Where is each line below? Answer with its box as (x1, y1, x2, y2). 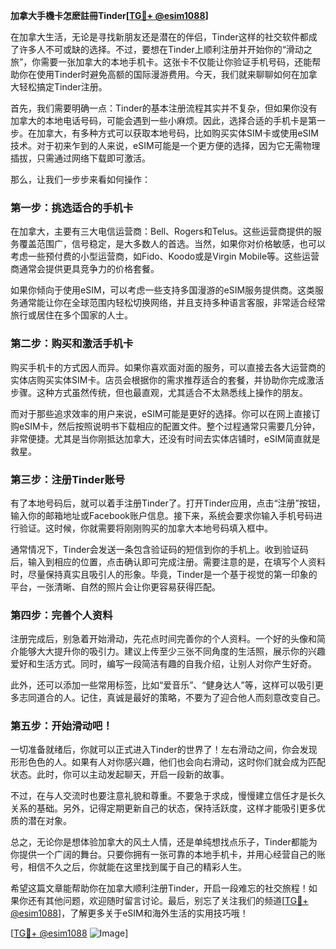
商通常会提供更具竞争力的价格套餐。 (10, 263, 160, 275)
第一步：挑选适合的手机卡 (10, 200, 134, 214)
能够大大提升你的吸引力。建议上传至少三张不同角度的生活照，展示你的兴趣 (18, 645, 326, 658)
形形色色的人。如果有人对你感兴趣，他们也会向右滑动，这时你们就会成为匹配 (10, 756, 326, 768)
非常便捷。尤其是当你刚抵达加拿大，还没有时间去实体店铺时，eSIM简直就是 (10, 432, 321, 444)
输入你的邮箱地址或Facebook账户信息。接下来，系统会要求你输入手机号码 (10, 509, 314, 521)
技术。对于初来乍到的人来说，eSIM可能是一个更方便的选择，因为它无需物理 (10, 140, 321, 151)
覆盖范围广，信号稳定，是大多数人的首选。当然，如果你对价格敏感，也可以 (18, 238, 326, 250)
